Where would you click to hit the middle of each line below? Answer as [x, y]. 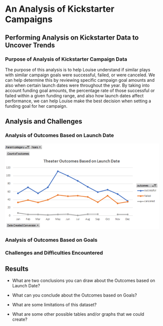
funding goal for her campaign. [36, 106]
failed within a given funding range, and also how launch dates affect [74, 95]
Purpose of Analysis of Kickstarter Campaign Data [66, 59]
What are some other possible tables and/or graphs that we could [78, 314]
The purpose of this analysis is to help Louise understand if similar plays [78, 70]
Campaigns [29, 19]
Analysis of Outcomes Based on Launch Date [60, 136]
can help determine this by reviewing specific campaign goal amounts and [80, 80]
